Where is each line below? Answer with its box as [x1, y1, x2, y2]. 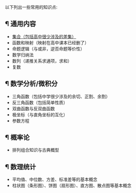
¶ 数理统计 [5, 162, 36, 171]
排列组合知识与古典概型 [12, 147, 59, 153]
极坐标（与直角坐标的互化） [12, 111, 68, 118]
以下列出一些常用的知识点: [5, 4, 58, 10]
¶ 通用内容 [5, 20, 36, 28]
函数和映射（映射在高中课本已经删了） [12, 39, 89, 45]
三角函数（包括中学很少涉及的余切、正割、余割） [12, 93, 110, 99]
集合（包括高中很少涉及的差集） [12, 34, 76, 39]
